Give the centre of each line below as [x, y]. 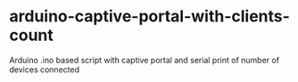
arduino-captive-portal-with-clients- [149, 16]
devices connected [45, 70]
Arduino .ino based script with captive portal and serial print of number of [144, 60]
